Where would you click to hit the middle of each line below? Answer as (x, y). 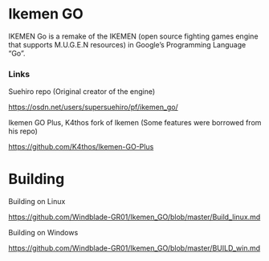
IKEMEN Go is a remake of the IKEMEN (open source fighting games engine (133, 36)
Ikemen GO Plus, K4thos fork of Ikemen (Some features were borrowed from (135, 123)
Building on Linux (37, 202)
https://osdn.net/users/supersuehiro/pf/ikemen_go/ (93, 107)
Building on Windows (43, 233)
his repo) (23, 131)
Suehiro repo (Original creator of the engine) (82, 92)
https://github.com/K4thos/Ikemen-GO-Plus (81, 147)
